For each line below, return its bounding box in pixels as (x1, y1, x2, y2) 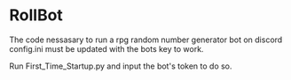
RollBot (9, 5, 64, 25)
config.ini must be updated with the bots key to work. (9, 43, 204, 54)
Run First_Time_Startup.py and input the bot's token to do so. (9, 61, 232, 71)
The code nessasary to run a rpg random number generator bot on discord (9, 34, 283, 45)
